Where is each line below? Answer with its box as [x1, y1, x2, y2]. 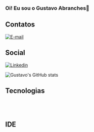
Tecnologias [5, 86, 45, 95]
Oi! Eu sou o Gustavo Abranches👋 [5, 5, 90, 12]
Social [5, 48, 25, 57]
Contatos [5, 20, 35, 29]
